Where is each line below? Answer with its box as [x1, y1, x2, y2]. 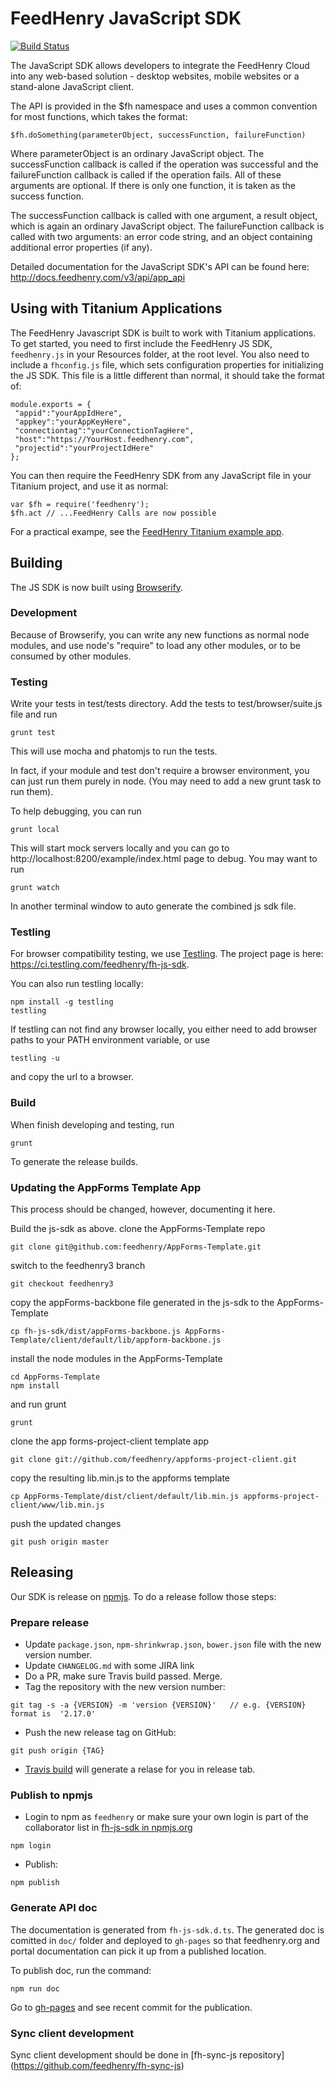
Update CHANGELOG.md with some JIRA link [24, 1660, 195, 1672]
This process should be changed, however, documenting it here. [10, 1203, 276, 1216]
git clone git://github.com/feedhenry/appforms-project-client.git [10, 1455, 298, 1465]
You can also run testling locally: [10, 978, 144, 990]
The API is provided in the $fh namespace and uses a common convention [10, 100, 318, 112]
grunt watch [10, 883, 60, 893]
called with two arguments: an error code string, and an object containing [10, 230, 313, 242]
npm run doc [10, 1983, 60, 1994]
